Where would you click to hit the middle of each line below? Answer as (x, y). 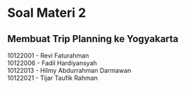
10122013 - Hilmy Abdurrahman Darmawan (69, 70)
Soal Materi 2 (47, 13)
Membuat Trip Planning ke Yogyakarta (93, 39)
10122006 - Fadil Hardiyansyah (52, 63)
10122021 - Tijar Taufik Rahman (53, 78)
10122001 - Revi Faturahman (48, 55)
